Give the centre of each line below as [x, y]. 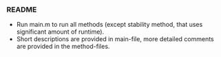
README [22, 10]
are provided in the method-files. [63, 47]
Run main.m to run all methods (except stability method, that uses [109, 25]
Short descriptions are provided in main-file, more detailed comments [115, 39]
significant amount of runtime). [60, 32]
